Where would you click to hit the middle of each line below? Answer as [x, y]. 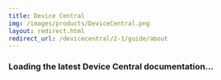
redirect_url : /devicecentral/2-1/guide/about [88, 38]
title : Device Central [47, 16]
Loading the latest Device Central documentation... [111, 67]
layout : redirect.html [47, 31]
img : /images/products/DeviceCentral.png [79, 23]
